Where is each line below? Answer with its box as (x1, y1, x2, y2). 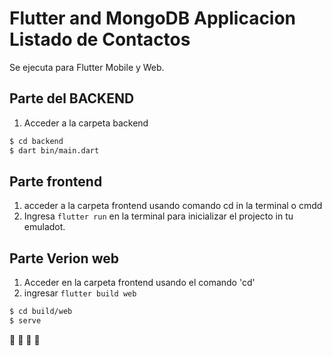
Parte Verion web (9, 250, 119, 267)
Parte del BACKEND (9, 90, 135, 107)
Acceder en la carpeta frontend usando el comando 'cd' (23, 277, 256, 289)
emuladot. (23, 221, 66, 233)
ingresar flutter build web (23, 287, 137, 299)
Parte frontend (9, 173, 103, 190)
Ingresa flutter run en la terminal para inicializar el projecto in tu (23, 210, 294, 222)
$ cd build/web (9, 307, 73, 317)
